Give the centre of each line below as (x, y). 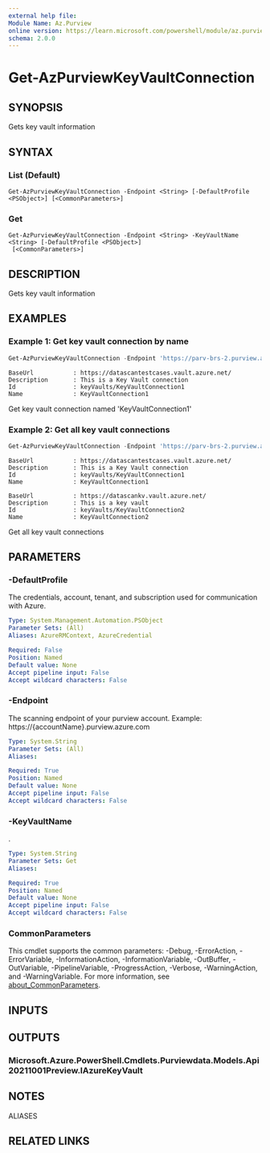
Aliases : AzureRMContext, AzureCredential (80, 636)
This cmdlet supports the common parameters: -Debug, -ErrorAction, (123, 951)
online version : (35, 31)
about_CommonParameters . (55, 985)
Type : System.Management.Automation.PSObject (86, 621)
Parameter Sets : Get (43, 861)
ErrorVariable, (31, 959)
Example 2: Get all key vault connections (89, 429)
